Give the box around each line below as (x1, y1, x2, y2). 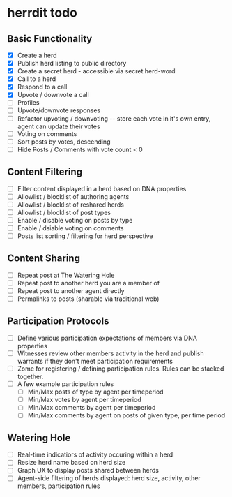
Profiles (17, 98, 40, 107)
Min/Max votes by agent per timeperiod (27, 396, 141, 404)
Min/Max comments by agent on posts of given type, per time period (27, 411, 226, 420)
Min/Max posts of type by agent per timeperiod (27, 387, 164, 396)
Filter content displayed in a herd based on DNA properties (17, 184, 187, 193)
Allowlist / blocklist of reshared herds (17, 200, 124, 209)
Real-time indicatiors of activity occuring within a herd (17, 450, 173, 459)
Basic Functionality (7, 33, 93, 45)
